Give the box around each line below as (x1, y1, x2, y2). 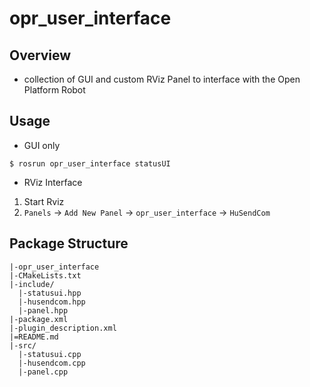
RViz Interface (23, 176, 83, 188)
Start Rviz (23, 195, 65, 207)
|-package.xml (9, 314, 69, 324)
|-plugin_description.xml (9, 323, 117, 333)
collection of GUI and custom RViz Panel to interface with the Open (23, 73, 301, 85)
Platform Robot (23, 84, 86, 96)
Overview (9, 47, 72, 64)
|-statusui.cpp (18, 349, 82, 359)
